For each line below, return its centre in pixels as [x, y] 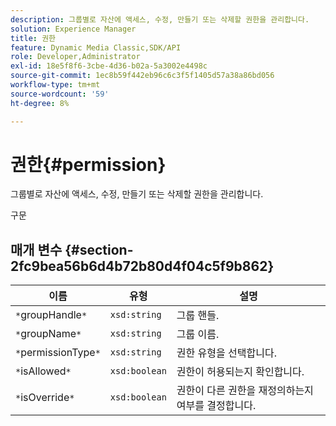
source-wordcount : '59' [60, 94]
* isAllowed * [43, 371]
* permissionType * [58, 353]
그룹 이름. [198, 334]
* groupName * [48, 334]
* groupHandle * [51, 315]
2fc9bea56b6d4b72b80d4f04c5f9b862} [142, 266]
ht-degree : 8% [40, 103]
